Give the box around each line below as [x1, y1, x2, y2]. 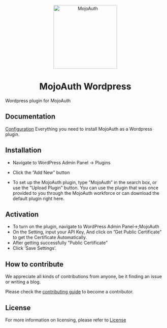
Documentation [5, 112, 56, 121]
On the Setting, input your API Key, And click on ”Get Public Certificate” [12, 229, 162, 235]
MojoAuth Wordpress [39, 81, 131, 93]
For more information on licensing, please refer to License [5, 317, 126, 323]
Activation [5, 210, 39, 219]
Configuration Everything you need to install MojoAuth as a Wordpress [5, 126, 152, 132]
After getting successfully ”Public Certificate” [12, 240, 108, 246]
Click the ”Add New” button [12, 169, 70, 175]
